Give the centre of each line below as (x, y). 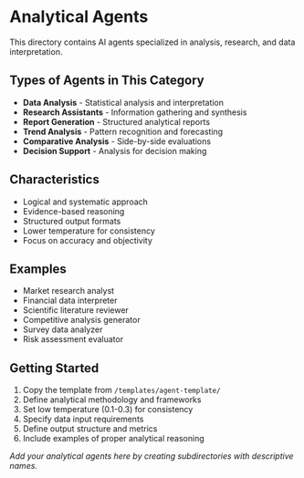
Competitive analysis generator (81, 320)
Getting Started (54, 368)
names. (24, 466)
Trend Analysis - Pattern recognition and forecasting (123, 131)
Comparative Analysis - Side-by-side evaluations (117, 141)
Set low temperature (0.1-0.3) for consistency (108, 410)
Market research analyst (68, 291)
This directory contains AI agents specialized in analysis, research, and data (152, 42)
